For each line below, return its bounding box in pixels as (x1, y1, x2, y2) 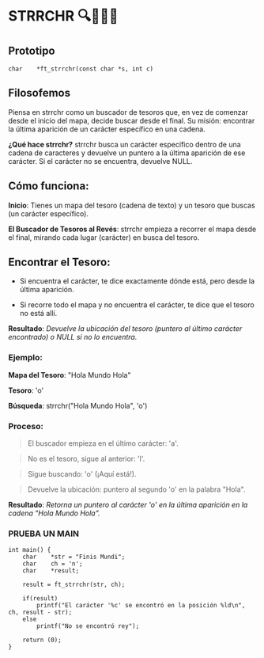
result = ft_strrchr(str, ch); (22, 580, 126, 589)
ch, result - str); (8, 608, 73, 617)
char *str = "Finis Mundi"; (22, 553, 126, 561)
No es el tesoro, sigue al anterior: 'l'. (27, 454, 145, 464)
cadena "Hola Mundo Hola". (8, 508, 100, 518)
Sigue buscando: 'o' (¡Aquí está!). (27, 470, 137, 479)
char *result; (22, 567, 80, 575)
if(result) (22, 595, 58, 603)
